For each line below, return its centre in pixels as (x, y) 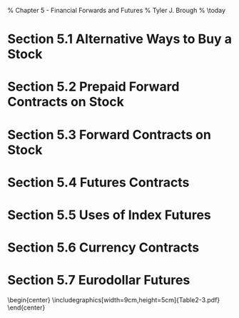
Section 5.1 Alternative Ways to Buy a (120, 39)
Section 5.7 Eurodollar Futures (99, 280)
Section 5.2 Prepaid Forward (93, 87)
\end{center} (26, 308)
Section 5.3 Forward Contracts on (110, 134)
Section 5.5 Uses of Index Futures (110, 215)
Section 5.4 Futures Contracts (98, 182)
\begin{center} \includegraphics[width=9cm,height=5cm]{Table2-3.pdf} (114, 300)
